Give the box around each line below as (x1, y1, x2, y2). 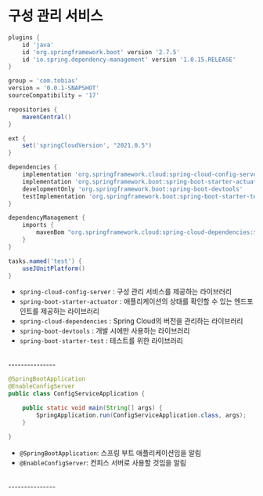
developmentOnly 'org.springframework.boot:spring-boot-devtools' (22, 185, 243, 193)
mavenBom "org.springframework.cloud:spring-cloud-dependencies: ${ (36, 228, 261, 236)
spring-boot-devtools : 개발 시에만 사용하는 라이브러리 (19, 326, 190, 336)
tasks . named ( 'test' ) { (8, 257, 82, 265)
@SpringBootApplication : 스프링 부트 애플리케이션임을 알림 (19, 448, 202, 458)
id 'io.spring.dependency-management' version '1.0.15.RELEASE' (22, 56, 236, 64)
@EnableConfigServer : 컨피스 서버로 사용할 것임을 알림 (19, 458, 186, 467)
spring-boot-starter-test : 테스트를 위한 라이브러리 (19, 336, 184, 345)
